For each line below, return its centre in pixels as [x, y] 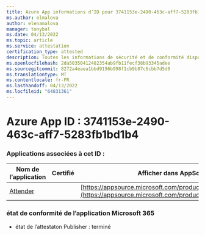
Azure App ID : [44, 122]
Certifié [63, 173]
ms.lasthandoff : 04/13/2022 [42, 86]
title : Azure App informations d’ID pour [60, 12]
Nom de [28, 170]
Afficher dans [158, 173]
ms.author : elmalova [33, 18]
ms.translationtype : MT [37, 74]
